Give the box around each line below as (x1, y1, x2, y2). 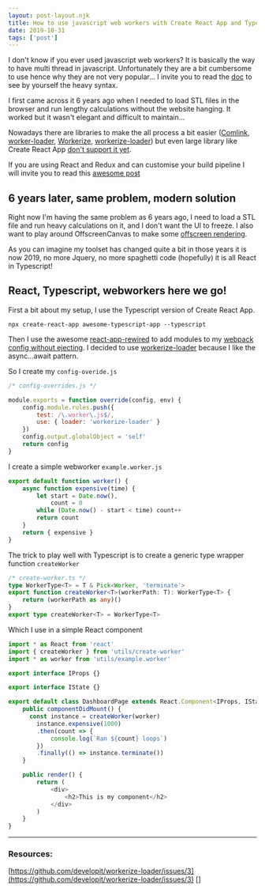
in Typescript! (8, 262, 53, 271)
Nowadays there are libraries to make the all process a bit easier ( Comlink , (8, 128, 250, 138)
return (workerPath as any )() (22, 596, 122, 604)
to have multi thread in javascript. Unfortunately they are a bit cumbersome (8, 64, 252, 74)
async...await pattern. (8, 351, 79, 361)
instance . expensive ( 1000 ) (36, 720, 122, 728)
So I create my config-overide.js (8, 366, 118, 376)
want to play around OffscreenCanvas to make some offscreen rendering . (8, 229, 248, 239)
